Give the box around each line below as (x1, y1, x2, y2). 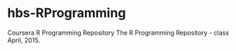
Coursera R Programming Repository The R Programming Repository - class (7, 28, 229, 37)
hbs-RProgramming (7, 5, 126, 21)
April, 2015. (7, 35, 40, 44)
